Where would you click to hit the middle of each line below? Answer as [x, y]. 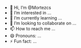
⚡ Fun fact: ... [23, 41]
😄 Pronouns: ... [26, 36]
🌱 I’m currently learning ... [36, 18]
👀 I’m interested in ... [30, 13]
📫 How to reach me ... [32, 29]
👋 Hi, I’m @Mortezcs [30, 8]
